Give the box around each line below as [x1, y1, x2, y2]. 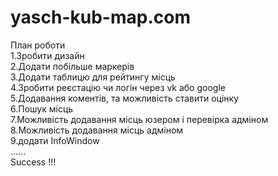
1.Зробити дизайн [10, 49, 85, 61]
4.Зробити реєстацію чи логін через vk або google [10, 81, 226, 93]
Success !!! [10, 156, 57, 168]
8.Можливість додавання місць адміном [10, 124, 184, 136]
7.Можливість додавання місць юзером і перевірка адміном [10, 113, 269, 125]
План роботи [10, 39, 66, 51]
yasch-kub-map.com [10, 6, 191, 29]
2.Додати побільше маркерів [10, 60, 135, 72]
